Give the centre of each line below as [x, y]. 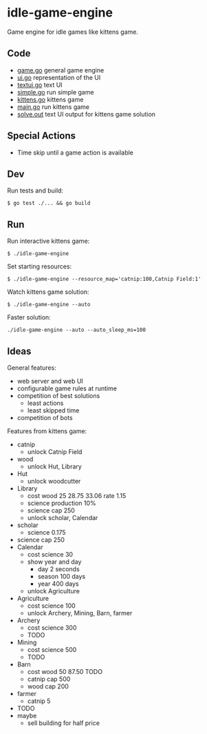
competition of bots [45, 418]
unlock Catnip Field [55, 452]
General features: [32, 368]
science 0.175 [46, 532]
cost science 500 [52, 649]
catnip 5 [39, 701]
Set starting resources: [40, 266]
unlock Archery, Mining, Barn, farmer [80, 613]
